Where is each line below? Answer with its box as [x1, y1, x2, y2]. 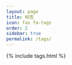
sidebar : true [6, 31, 42, 37]
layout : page [6, 8, 39, 15]
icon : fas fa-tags [6, 19, 52, 25]
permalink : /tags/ [6, 36, 52, 42]
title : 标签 [6, 14, 34, 20]
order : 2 [6, 25, 28, 31]
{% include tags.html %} [6, 53, 67, 59]
